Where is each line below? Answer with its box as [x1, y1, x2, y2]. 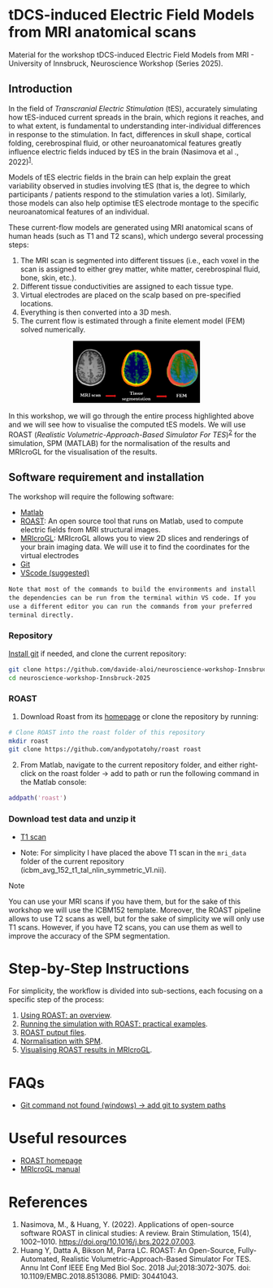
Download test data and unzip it [8, 813, 136, 825]
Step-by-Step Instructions [8, 959, 189, 978]
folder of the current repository [19, 856, 124, 866]
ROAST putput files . [19, 1028, 87, 1038]
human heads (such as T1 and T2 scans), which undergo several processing [8, 232, 264, 241]
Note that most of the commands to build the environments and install [8, 585, 256, 594]
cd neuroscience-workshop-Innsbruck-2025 [8, 674, 151, 682]
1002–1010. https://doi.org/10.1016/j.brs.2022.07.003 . [19, 1237, 197, 1247]
